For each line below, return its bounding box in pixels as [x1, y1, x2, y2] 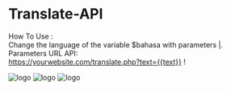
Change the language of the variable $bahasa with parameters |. [8, 39, 224, 49]
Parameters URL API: [8, 48, 78, 58]
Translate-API [8, 5, 103, 23]
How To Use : [8, 31, 54, 41]
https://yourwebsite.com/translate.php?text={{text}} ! [8, 57, 186, 67]
